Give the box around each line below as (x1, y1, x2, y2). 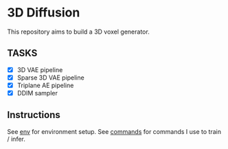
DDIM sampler (16, 89, 58, 97)
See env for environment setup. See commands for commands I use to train (7, 127, 222, 135)
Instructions (7, 109, 60, 121)
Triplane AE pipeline (16, 81, 74, 89)
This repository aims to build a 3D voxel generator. (7, 27, 150, 36)
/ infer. (7, 135, 26, 143)
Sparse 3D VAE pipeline (16, 73, 84, 82)
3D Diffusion (7, 5, 80, 21)
